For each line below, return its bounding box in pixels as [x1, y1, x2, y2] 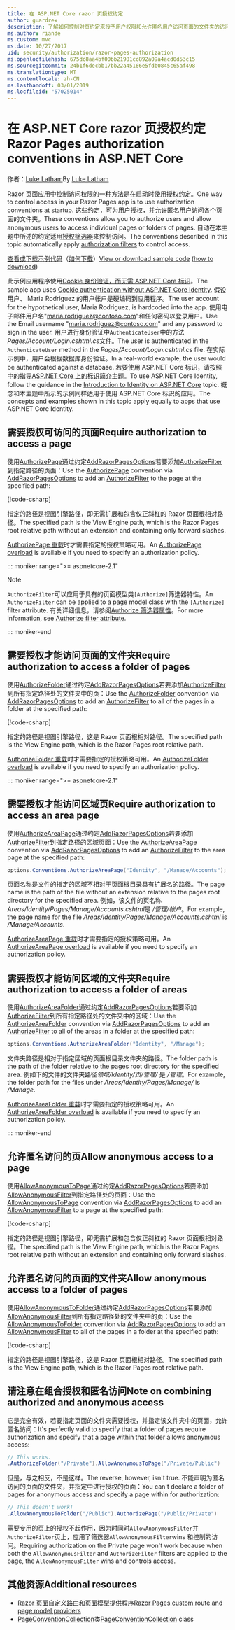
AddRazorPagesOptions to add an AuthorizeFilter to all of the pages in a [7, 697, 215, 705]
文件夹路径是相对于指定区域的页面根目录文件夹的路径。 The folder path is [7, 1054, 218, 1062]
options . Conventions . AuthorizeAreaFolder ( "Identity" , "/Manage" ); [7, 1041, 205, 1048]
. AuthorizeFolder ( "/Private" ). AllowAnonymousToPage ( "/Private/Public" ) [7, 1460, 220, 1467]
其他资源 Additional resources [7, 1579, 138, 1591]
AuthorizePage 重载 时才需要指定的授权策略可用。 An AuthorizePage [7, 540, 202, 549]
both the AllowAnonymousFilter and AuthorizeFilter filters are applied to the [7, 1550, 227, 1557]
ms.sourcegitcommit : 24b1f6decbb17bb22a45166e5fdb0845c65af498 [7, 62, 196, 69]
